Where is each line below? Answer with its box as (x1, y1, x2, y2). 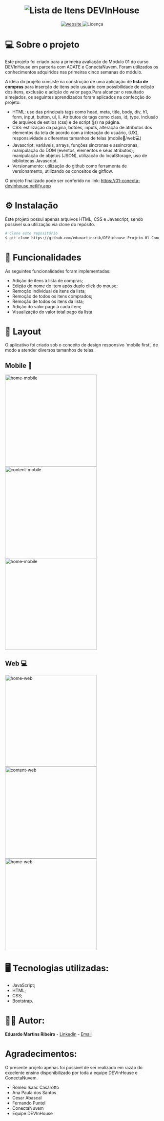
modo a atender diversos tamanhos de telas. (5, 347, 95, 353)
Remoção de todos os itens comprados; (12, 293, 93, 299)
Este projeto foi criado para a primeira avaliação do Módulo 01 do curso (5, 59, 149, 65)
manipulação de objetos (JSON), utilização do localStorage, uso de (12, 152, 147, 159)
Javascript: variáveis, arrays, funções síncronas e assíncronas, (12, 142, 139, 148)
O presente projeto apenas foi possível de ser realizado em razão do (5, 1064, 143, 1070)
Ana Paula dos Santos (12, 1089, 57, 1096)
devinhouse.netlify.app (5, 183, 51, 188)
